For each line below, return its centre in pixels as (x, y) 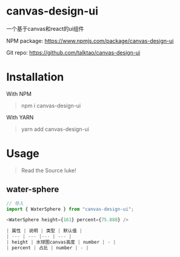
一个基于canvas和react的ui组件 (45, 28)
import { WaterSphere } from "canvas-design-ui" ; (70, 209)
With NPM (19, 94)
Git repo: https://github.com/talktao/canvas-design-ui (73, 52)
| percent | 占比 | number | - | (48, 248)
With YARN (20, 117)
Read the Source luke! (49, 170)
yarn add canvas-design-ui (55, 129)
